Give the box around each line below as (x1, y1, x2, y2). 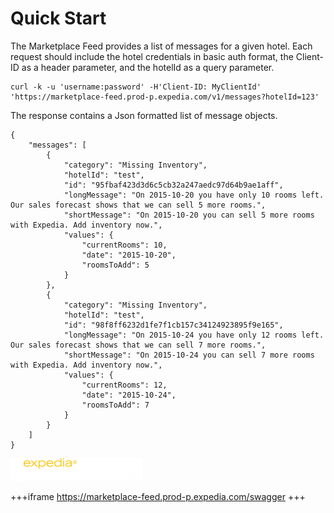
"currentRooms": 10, (81, 240, 168, 250)
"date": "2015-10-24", (81, 390, 177, 400)
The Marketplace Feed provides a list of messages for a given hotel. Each (10, 40, 313, 52)
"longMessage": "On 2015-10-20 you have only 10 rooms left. (63, 190, 325, 200)
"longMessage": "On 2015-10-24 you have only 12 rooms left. (63, 330, 325, 340)
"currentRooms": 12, (81, 380, 168, 390)
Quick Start (10, 7, 107, 30)
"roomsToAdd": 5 (81, 260, 150, 270)
